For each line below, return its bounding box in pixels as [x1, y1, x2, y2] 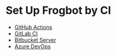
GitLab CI [14, 30, 38, 37]
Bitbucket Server [14, 36, 57, 43]
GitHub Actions [14, 23, 52, 31]
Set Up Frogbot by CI [5, 4, 112, 17]
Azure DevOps [14, 43, 51, 50]
